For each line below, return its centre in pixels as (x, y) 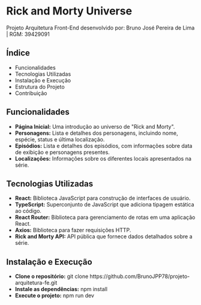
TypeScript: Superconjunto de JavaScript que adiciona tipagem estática (104, 205)
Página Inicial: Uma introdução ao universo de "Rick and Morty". (95, 126)
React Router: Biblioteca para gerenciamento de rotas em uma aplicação (105, 217)
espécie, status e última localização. (60, 139)
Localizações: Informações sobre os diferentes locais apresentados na (103, 158)
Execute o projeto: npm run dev (55, 295)
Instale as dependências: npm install (61, 289)
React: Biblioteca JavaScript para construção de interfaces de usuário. (103, 198)
